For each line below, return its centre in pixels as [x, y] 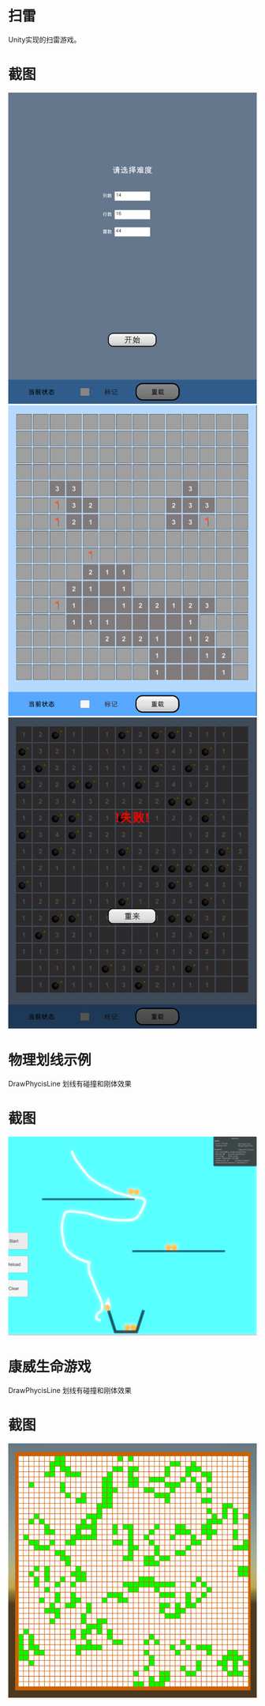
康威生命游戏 [50, 1367]
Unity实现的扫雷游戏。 [45, 40]
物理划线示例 [50, 1060]
